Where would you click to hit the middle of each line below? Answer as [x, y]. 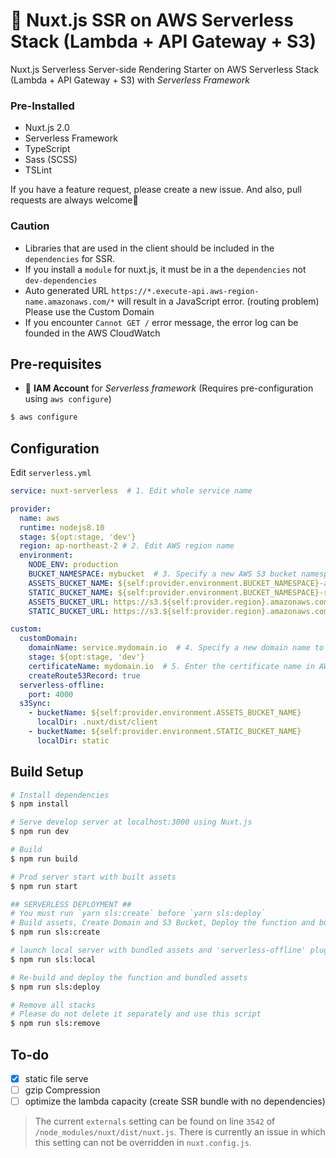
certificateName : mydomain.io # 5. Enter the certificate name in [171, 666]
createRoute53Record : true [84, 675]
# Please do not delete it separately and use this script [136, 1014]
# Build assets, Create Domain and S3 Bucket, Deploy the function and [162, 923]
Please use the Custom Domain [89, 311]
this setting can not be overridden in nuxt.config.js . [143, 1143]
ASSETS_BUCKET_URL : [69, 602]
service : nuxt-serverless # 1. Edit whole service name [131, 491]
